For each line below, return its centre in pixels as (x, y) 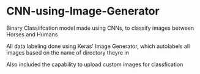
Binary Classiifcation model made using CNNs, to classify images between (100, 28)
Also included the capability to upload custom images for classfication (95, 64)
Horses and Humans (32, 34)
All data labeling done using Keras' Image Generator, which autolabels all (98, 46)
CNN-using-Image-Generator (83, 11)
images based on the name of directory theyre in (68, 52)
